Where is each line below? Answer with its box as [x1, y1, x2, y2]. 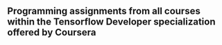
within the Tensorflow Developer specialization [7, 16, 216, 28]
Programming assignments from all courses [7, 5, 201, 17]
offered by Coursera [7, 27, 96, 38]
